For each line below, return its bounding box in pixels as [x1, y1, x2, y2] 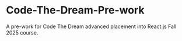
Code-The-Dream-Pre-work [6, 4, 145, 17]
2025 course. [6, 29, 38, 36]
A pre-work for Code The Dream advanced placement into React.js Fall [6, 23, 177, 30]
